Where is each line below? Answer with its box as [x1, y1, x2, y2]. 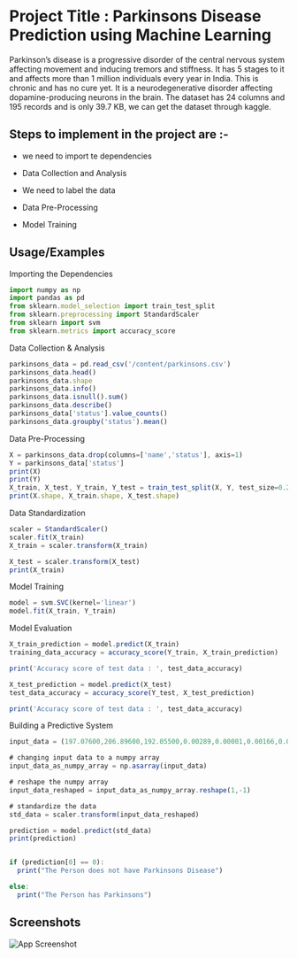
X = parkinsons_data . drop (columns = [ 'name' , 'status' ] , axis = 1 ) [9, 450, 243, 460]
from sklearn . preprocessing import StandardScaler [9, 310, 200, 320]
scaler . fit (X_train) [9, 533, 86, 542]
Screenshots [9, 915, 81, 931]
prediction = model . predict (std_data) [9, 826, 152, 835]
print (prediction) [9, 834, 77, 843]
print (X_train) [9, 565, 65, 575]
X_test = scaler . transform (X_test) [9, 557, 141, 566]
